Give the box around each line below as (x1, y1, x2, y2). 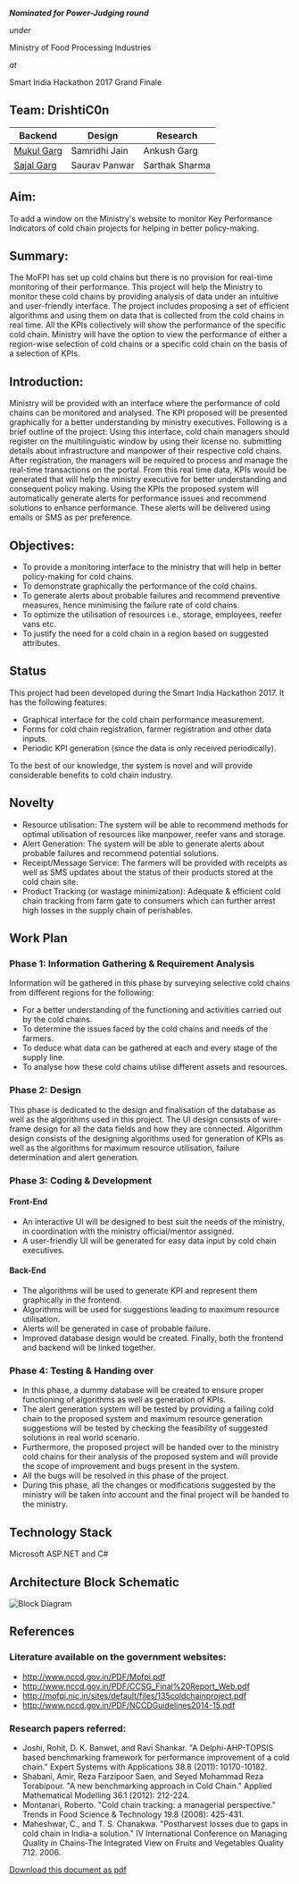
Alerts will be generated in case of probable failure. (21, 1323, 212, 1334)
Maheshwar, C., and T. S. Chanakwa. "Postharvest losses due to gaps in (21, 1818, 288, 1829)
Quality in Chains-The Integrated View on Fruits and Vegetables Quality (21, 1837, 284, 1848)
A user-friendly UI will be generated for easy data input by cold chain (21, 1235, 277, 1246)
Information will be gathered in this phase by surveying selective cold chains (9, 978, 291, 989)
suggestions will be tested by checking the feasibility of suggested (21, 1422, 269, 1434)
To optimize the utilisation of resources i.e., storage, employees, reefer (21, 609, 283, 620)
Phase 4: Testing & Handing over (9, 1364, 154, 1377)
